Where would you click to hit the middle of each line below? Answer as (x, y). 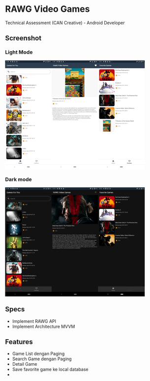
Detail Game (25, 364)
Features (19, 342)
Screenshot (23, 38)
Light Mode (19, 52)
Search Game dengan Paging (42, 359)
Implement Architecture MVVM (44, 326)
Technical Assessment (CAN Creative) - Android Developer (65, 23)
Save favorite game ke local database (50, 369)
